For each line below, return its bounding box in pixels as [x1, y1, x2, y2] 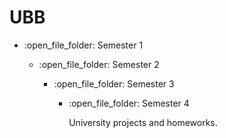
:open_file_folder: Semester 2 [38, 58, 160, 70]
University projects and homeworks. [68, 116, 218, 128]
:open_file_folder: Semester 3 [53, 77, 175, 90]
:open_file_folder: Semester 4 [68, 97, 190, 109]
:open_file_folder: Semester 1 [23, 39, 144, 51]
